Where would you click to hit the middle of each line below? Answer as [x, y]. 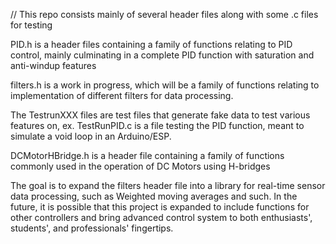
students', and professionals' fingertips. [92, 228]
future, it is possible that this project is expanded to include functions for [160, 207]
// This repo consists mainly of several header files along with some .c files [164, 14]
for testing [31, 25]
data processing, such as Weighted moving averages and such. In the [154, 196]
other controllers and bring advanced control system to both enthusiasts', [161, 217]
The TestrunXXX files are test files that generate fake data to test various [160, 115]
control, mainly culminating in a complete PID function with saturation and [162, 55]
